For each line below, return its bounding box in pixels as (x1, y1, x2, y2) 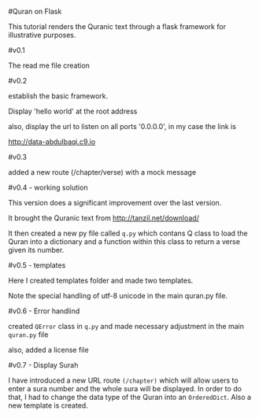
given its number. (8, 246, 65, 254)
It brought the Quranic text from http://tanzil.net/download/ (8, 213, 199, 223)
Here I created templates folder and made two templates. (8, 276, 194, 285)
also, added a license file (8, 346, 89, 354)
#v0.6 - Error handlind (8, 306, 80, 316)
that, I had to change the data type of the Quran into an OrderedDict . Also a (8, 393, 252, 401)
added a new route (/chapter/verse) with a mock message (8, 168, 197, 176)
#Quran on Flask (8, 7, 62, 16)
